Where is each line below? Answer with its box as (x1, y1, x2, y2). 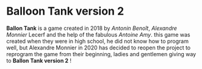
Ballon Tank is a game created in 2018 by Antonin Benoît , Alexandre (6, 24, 178, 32)
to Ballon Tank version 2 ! (6, 57, 72, 64)
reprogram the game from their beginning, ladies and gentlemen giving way (6, 50, 197, 57)
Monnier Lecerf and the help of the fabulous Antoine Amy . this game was (6, 31, 190, 38)
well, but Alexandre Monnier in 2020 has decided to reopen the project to (6, 44, 191, 51)
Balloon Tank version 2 (6, 4, 124, 18)
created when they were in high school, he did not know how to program (6, 37, 189, 45)
